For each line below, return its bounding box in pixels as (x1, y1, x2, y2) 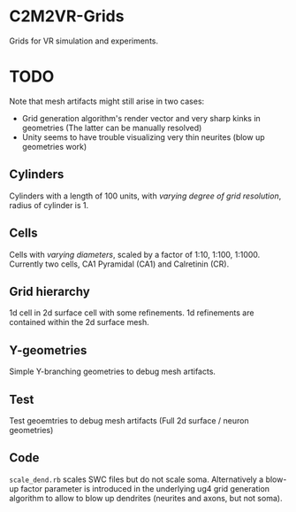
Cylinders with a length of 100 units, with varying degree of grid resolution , (9, 190, 282, 201)
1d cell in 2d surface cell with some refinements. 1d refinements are (9, 307, 254, 318)
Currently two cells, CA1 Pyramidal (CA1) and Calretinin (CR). (9, 259, 230, 269)
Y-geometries (9, 343, 87, 358)
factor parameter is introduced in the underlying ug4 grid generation (20, 483, 270, 493)
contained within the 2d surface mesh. (9, 317, 150, 328)
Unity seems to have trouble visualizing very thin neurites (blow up (21, 131, 265, 143)
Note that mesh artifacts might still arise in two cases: (9, 96, 205, 106)
